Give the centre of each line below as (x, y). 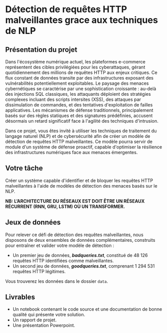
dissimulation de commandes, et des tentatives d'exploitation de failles (79, 105)
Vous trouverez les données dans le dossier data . (57, 281)
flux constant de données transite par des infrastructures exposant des (79, 78)
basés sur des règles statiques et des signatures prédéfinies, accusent (79, 116)
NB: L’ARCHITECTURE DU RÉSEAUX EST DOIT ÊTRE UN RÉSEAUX (75, 201)
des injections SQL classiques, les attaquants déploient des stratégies (78, 94)
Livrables (20, 297)
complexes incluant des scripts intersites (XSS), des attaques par (73, 99)
